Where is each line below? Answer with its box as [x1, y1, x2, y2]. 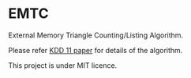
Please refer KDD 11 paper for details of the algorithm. [8, 45, 183, 55]
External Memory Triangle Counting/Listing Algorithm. [8, 30, 184, 40]
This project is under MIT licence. [8, 60, 118, 70]
